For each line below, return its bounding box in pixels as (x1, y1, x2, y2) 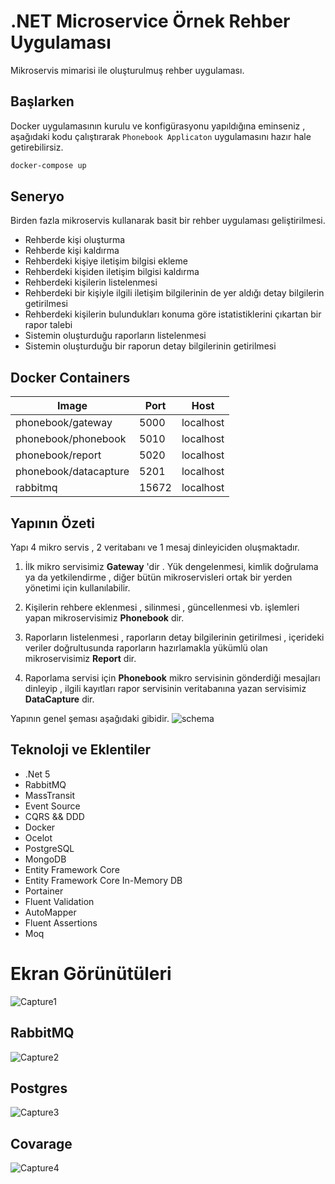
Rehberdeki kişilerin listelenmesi (24, 276, 158, 289)
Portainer (24, 885, 64, 897)
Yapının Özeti (10, 515, 95, 532)
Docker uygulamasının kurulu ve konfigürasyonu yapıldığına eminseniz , (10, 120, 306, 132)
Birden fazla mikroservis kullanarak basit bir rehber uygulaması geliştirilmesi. (10, 215, 326, 227)
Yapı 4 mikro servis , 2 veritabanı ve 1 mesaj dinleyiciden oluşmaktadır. (10, 541, 300, 554)
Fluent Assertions (24, 916, 98, 929)
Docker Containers (10, 369, 131, 386)
